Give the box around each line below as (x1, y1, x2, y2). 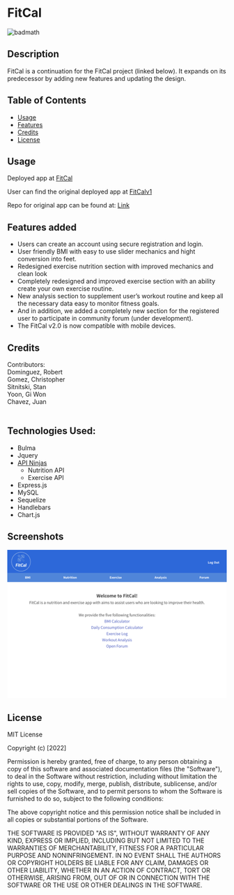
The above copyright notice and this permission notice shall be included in (7, 808, 221, 817)
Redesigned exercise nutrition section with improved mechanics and (17, 262, 214, 270)
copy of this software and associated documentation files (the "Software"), (7, 765, 223, 773)
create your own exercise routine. (17, 284, 114, 293)
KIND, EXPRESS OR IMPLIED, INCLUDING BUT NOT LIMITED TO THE (7, 836, 205, 845)
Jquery (17, 451, 38, 459)
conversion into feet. (17, 255, 77, 263)
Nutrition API (27, 466, 65, 474)
